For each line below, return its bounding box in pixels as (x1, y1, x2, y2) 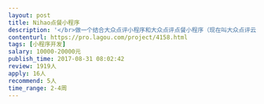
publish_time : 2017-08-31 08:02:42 (8, 56, 125, 63)
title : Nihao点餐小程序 (8, 19, 80, 27)
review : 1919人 (8, 63, 57, 70)
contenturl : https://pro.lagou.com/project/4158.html (8, 33, 189, 41)
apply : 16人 (8, 70, 46, 77)
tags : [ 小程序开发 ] (8, 41, 66, 48)
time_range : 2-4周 (8, 84, 68, 92)
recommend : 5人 (8, 77, 57, 84)
